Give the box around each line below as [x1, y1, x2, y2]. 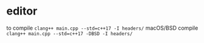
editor [6, 4, 38, 18]
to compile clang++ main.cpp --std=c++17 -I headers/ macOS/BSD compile [6, 24, 198, 31]
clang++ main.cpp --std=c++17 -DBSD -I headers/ [6, 30, 133, 37]
